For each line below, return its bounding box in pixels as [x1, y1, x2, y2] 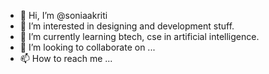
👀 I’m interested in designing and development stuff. [19, 20, 235, 32]
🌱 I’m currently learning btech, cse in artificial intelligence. [19, 31, 260, 42]
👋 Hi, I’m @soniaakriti [19, 10, 108, 21]
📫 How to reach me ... [19, 53, 113, 64]
